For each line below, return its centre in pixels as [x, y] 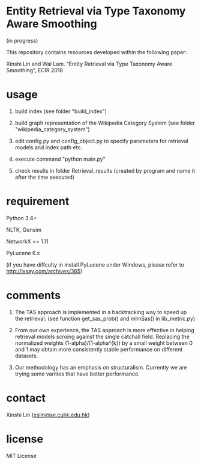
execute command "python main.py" [60, 159]
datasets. [26, 356]
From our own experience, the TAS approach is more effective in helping [104, 330]
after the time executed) [45, 177]
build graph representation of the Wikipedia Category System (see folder [105, 123]
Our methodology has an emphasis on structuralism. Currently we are [101, 367]
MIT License [22, 456]
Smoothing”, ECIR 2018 [34, 70]
